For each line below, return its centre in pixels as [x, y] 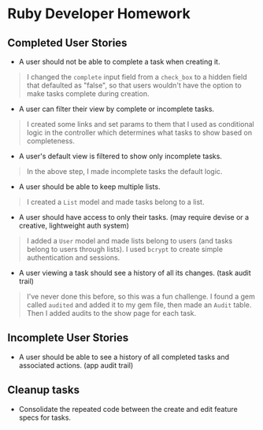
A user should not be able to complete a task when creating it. [119, 61]
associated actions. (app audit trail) [76, 365]
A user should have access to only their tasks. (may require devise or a [134, 217]
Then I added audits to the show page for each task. [111, 313]
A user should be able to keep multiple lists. [89, 187]
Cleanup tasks [44, 390]
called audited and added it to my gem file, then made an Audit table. [139, 305]
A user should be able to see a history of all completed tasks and [124, 357]
